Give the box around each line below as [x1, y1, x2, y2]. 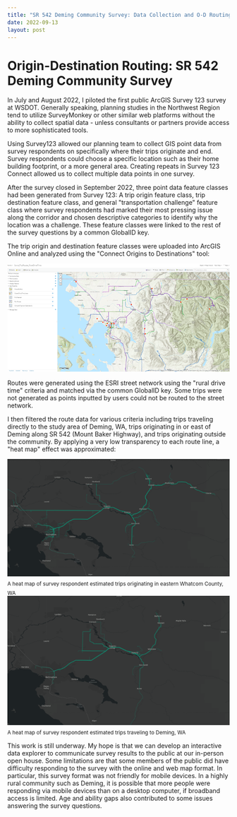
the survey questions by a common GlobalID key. [7, 228, 150, 237]
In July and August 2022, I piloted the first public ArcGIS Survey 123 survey [7, 96, 226, 105]
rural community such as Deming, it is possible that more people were [7, 779, 210, 787]
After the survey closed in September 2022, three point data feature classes [7, 184, 229, 192]
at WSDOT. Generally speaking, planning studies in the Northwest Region [7, 103, 220, 112]
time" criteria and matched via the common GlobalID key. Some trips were [7, 386, 222, 395]
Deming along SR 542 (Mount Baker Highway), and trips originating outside [7, 430, 226, 439]
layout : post [7, 26, 46, 33]
